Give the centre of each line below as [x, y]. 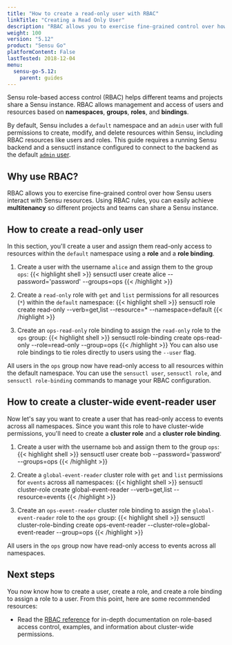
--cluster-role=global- [179, 525]
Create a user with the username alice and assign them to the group [115, 267]
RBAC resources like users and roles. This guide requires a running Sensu [112, 140]
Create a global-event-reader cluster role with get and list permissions [120, 474]
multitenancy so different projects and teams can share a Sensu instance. [113, 208]
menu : [15, 65]
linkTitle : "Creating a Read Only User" [66, 20]
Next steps [31, 575]
